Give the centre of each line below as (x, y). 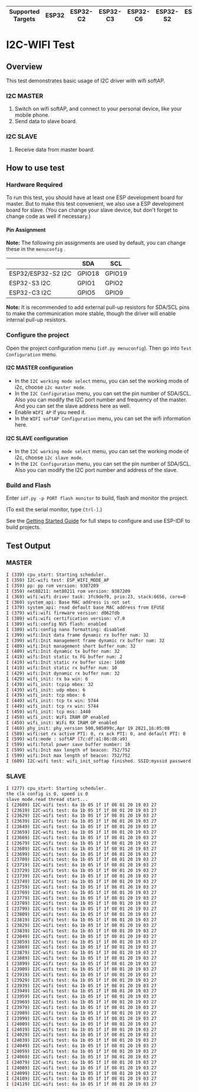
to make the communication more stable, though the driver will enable (91, 314)
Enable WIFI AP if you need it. (50, 412)
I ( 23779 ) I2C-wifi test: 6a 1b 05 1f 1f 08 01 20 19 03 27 (82, 898)
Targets (24, 19)
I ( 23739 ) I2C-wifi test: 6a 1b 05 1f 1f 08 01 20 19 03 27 (82, 876)
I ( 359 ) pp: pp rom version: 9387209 (52, 586)
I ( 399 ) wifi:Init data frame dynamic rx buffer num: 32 (77, 635)
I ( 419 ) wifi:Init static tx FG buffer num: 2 (64, 657)
